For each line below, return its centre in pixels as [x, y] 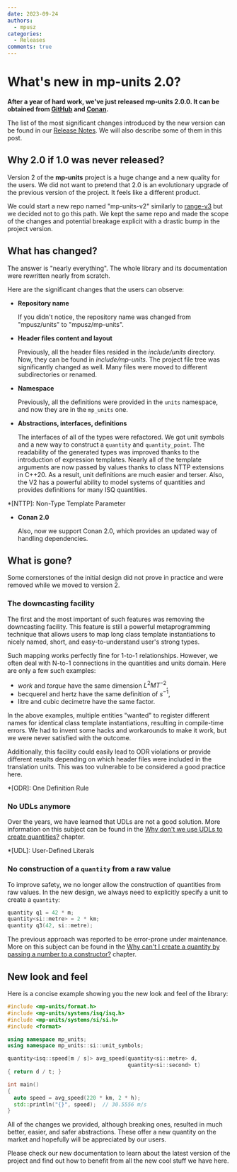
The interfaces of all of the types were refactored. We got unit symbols [121, 437]
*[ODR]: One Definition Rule [48, 788]
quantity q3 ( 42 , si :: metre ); [50, 926]
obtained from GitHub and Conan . [58, 109]
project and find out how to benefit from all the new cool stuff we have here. [118, 1161]
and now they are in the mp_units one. [73, 409]
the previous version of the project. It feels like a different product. [104, 192]
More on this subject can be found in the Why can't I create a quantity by [114, 947]
